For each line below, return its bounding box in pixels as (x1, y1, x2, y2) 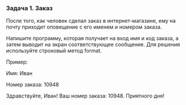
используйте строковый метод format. (6, 47, 102, 54)
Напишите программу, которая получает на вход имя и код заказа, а (6, 35, 179, 42)
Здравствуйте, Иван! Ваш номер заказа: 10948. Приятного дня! (6, 92, 165, 100)
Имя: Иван (6, 70, 33, 77)
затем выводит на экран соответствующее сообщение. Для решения (6, 41, 180, 48)
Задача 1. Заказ (6, 4, 53, 12)
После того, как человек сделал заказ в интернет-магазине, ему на (6, 17, 176, 24)
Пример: (6, 58, 28, 65)
